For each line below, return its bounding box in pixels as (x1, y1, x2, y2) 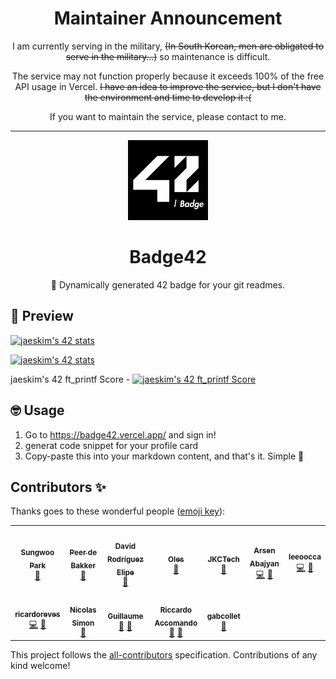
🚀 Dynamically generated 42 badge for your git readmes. (50, 278, 286, 291)
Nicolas (69, 605, 97, 615)
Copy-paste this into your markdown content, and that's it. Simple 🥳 (24, 450, 305, 462)
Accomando (154, 618, 198, 628)
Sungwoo (20, 548, 55, 558)
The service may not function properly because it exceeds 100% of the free (11, 70, 325, 82)
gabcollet (206, 611, 241, 621)
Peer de (69, 548, 98, 558)
